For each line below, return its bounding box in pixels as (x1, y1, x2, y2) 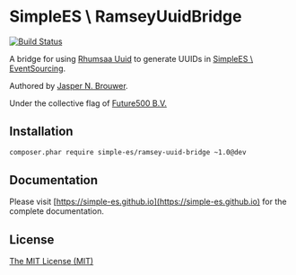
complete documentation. (9, 206, 105, 217)
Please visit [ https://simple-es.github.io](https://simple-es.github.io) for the (9, 196, 287, 208)
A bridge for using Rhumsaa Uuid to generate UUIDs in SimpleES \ (9, 53, 254, 64)
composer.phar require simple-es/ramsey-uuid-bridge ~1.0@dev (9, 147, 247, 156)
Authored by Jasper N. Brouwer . (9, 80, 128, 91)
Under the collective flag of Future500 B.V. (9, 97, 168, 109)
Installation (9, 124, 74, 139)
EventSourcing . (9, 63, 66, 74)
